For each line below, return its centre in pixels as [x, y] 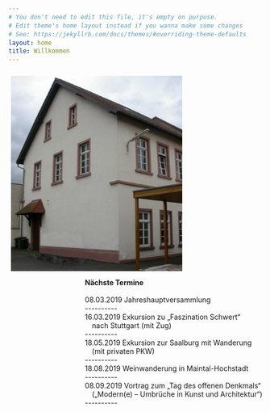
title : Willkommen [39, 51]
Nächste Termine [114, 282]
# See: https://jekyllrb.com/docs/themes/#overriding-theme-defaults [128, 34]
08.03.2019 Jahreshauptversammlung [147, 300]
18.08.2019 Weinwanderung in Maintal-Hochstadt [166, 368]
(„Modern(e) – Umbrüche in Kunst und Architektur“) [177, 394]
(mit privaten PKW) [123, 351]
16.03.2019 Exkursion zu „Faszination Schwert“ [162, 317]
